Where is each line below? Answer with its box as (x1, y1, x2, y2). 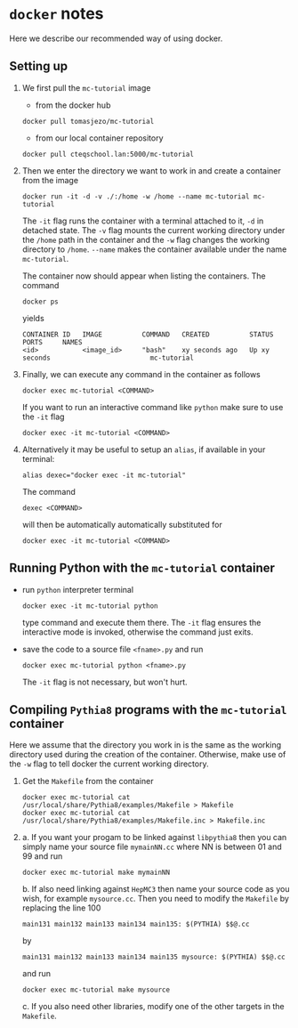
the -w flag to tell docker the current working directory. (9, 758, 209, 769)
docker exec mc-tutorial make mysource (21, 985, 171, 995)
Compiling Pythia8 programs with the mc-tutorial (9, 702, 287, 717)
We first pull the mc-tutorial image (21, 82, 151, 93)
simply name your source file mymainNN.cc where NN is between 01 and (21, 841, 282, 853)
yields (21, 312, 44, 323)
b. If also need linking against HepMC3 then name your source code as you (21, 884, 290, 894)
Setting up (9, 59, 68, 74)
